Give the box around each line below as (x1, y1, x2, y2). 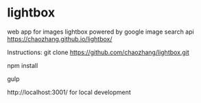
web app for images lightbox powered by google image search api (7, 27, 194, 36)
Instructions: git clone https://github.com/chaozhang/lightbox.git (7, 48, 190, 56)
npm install (7, 61, 38, 69)
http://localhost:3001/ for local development (7, 88, 132, 96)
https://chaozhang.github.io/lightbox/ (7, 34, 113, 43)
